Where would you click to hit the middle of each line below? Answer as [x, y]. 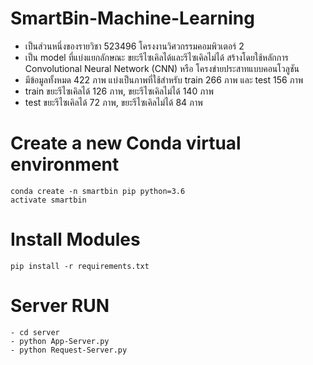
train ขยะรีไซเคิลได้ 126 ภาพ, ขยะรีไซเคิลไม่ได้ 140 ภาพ [119, 91]
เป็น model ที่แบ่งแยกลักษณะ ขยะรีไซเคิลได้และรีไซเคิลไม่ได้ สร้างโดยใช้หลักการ [156, 57]
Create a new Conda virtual [126, 143]
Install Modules [75, 239]
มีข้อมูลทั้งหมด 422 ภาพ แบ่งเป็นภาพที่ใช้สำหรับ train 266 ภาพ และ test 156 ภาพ [164, 79]
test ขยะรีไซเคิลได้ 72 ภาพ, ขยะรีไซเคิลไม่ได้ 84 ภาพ [113, 102]
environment [65, 164]
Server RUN [60, 306]
